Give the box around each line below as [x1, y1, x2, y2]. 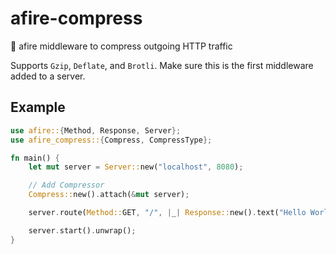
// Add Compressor [28, 180, 105, 191]
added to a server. [10, 70, 86, 82]
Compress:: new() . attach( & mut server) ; [28, 190, 190, 200]
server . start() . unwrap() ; [28, 225, 137, 236]
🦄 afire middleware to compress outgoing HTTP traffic [10, 40, 233, 52]
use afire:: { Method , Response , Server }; [10, 125, 182, 136]
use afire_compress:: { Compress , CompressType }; [10, 135, 213, 145]
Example [10, 99, 66, 116]
